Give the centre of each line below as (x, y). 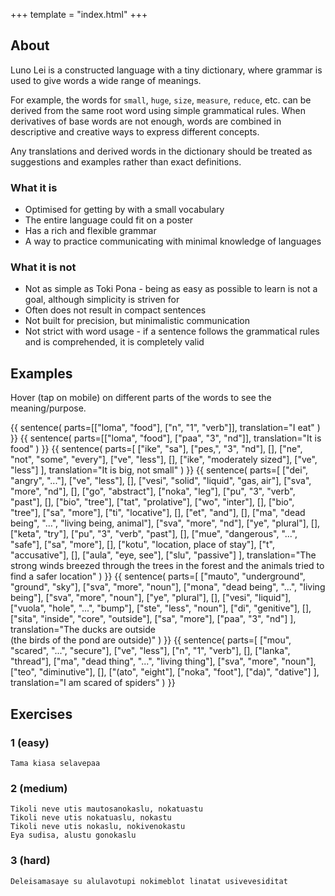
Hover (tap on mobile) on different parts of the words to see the (141, 398)
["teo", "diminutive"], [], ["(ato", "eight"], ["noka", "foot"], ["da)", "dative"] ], (165, 672)
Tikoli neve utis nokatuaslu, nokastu (91, 818)
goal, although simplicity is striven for (102, 300)
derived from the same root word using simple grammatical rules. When (158, 110)
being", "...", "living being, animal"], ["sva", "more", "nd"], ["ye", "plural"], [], (165, 523)
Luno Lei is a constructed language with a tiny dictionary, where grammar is (166, 70)
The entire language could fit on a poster (108, 220)
